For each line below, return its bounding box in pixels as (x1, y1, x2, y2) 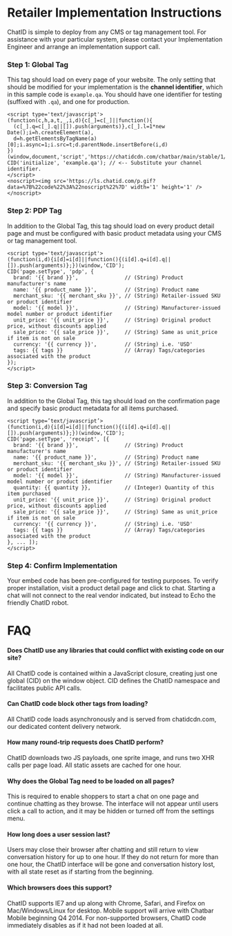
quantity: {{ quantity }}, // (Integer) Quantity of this (13, 484, 215, 491)
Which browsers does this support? (7, 883, 113, 892)
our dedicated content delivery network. (7, 722, 122, 730)
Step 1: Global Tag (7, 60, 69, 69)
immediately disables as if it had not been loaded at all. (7, 921, 164, 929)
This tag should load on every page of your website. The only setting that (7, 76, 216, 84)
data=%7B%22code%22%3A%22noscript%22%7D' (7, 184, 128, 191)
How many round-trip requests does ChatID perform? (7, 738, 164, 746)
